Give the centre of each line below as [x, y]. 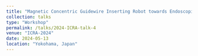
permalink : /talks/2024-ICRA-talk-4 [51, 28]
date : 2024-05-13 [27, 38]
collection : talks [29, 17]
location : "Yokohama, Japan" [42, 44]
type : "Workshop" [27, 22]
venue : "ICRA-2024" [30, 33]
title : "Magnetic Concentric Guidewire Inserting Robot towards [87, 11]
